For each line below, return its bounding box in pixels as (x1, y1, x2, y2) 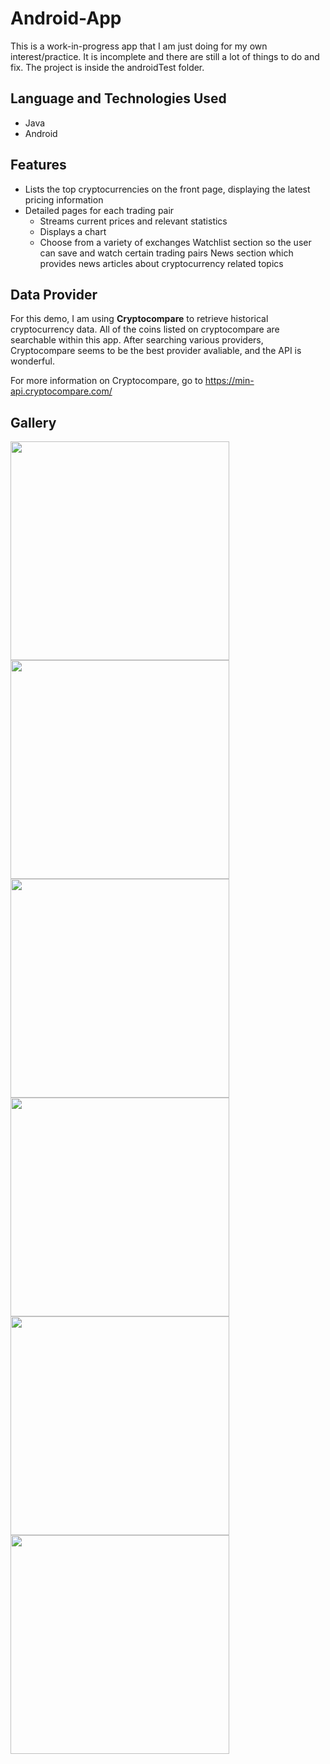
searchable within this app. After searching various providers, (10, 334, 264, 346)
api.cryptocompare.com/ (10, 385, 113, 397)
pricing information (24, 193, 104, 206)
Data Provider (10, 286, 98, 303)
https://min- (204, 375, 255, 387)
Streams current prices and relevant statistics (39, 215, 228, 227)
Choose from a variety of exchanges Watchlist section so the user (39, 236, 312, 248)
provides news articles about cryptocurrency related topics (39, 257, 284, 269)
